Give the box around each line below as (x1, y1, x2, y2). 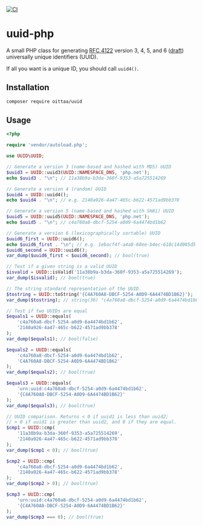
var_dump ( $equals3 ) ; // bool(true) (6, 402, 96, 409)
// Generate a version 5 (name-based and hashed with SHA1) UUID (6, 208, 174, 214)
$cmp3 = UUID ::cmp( (6, 492, 56, 498)
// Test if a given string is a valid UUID (6, 263, 118, 270)
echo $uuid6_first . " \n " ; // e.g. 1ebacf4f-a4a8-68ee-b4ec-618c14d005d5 (6, 242, 196, 248)
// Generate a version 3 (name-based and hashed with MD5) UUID (6, 164, 172, 170)
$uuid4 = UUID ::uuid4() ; (6, 191, 69, 197)
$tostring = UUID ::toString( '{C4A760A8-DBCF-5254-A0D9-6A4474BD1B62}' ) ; (6, 291, 193, 297)
